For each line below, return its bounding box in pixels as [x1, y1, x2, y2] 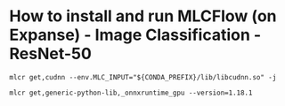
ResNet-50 [9, 44, 92, 64]
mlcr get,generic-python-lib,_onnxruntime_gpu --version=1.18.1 [9, 88, 253, 97]
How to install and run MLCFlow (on [9, 6, 278, 26]
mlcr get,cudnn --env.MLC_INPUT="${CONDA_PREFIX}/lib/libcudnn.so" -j [9, 72, 277, 81]
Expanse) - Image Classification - [9, 25, 262, 45]
